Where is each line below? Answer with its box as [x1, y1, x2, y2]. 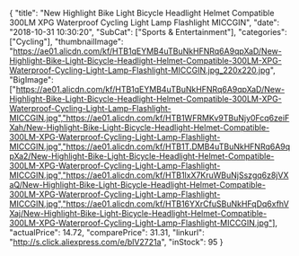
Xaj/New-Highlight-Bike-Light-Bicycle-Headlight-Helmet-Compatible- [9, 208, 268, 218]
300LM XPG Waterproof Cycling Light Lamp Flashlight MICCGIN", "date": [9, 17, 280, 28]
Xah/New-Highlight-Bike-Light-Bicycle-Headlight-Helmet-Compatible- [9, 122, 270, 133]
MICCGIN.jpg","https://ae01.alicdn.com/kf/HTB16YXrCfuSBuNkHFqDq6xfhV [9, 199, 289, 209]
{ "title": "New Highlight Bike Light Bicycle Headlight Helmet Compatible [9, 8, 275, 18]
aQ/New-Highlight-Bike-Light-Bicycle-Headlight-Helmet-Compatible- [9, 180, 267, 190]
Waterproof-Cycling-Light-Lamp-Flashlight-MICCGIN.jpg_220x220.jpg [9, 65, 271, 75]
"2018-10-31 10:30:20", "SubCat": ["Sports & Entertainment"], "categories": [9, 27, 287, 37]
